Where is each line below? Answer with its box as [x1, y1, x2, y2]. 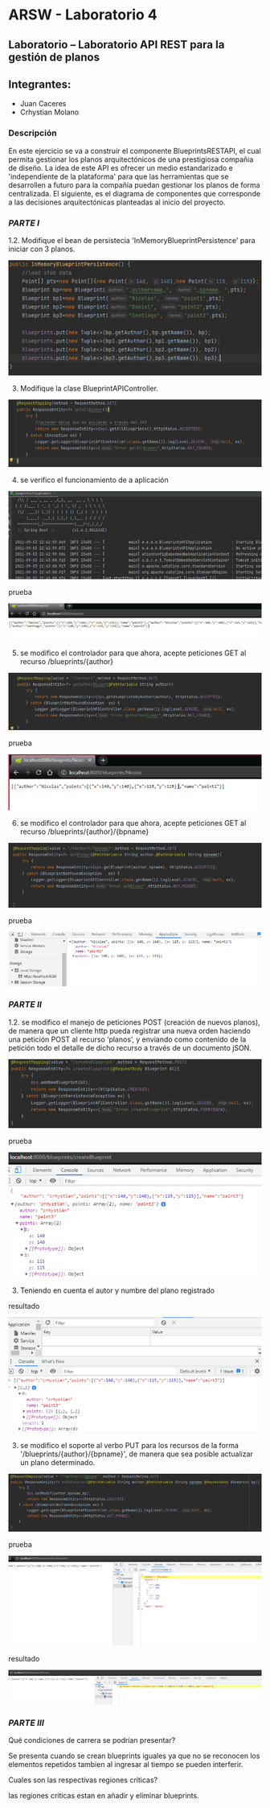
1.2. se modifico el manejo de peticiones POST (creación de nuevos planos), [8, 1017, 261, 1027]
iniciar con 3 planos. [8, 244, 76, 254]
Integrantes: [8, 77, 72, 91]
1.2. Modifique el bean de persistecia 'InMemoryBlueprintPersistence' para [8, 235, 256, 245]
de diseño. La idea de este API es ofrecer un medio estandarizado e [8, 163, 233, 172]
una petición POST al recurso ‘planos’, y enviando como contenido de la [8, 1034, 247, 1044]
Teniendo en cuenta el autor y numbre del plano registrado [19, 1286, 215, 1295]
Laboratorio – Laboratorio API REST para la [8, 38, 225, 52]
